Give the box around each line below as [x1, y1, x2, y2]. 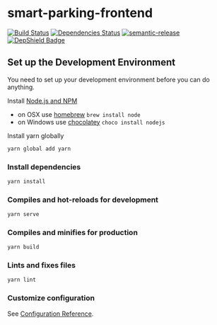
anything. [7, 83, 35, 91]
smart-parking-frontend [7, 5, 153, 21]
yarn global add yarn [7, 145, 71, 152]
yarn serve [7, 211, 40, 218]
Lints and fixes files [7, 261, 76, 270]
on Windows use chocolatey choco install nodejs [17, 118, 165, 126]
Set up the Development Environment [7, 57, 175, 69]
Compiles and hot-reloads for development [7, 195, 159, 205]
